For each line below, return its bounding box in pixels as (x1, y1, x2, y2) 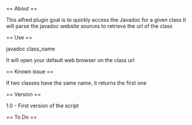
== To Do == (6, 114, 37, 120)
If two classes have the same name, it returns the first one (6, 79, 147, 86)
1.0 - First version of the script (6, 102, 79, 109)
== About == (6, 5, 38, 12)
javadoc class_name (6, 45, 56, 52)
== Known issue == (6, 68, 54, 75)
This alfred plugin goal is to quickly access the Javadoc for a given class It (6, 16, 187, 23)
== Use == (6, 34, 32, 40)
